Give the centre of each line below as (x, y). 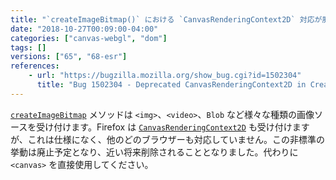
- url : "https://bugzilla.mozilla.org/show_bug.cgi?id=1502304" (165, 76)
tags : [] (28, 47)
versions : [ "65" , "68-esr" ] (69, 57)
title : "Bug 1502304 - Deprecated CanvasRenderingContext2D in (171, 85)
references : (35, 66)
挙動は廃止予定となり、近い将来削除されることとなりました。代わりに (154, 152)
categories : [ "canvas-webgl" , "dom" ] (89, 38)
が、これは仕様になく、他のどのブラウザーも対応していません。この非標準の (167, 139)
